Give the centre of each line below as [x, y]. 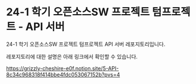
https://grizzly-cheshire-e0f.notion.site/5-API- [62, 68]
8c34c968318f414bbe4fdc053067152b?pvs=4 [63, 75]
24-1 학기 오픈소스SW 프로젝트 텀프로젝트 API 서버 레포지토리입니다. [86, 44]
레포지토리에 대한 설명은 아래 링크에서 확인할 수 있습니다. [72, 56]
